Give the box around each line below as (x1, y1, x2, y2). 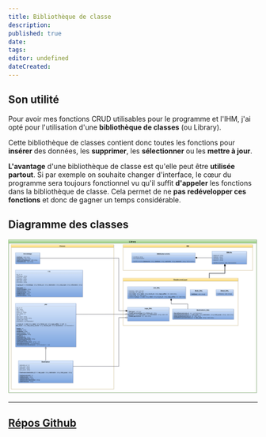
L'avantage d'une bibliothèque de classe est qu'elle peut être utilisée (8, 161, 235, 171)
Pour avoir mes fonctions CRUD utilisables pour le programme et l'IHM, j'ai (8, 114, 251, 123)
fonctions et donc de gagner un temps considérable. (8, 194, 181, 205)
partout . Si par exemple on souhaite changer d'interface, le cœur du (8, 170, 232, 179)
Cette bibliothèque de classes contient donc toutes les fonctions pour (8, 138, 235, 147)
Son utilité (8, 93, 59, 107)
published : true (8, 29, 62, 37)
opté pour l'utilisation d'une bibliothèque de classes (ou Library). (8, 122, 222, 132)
